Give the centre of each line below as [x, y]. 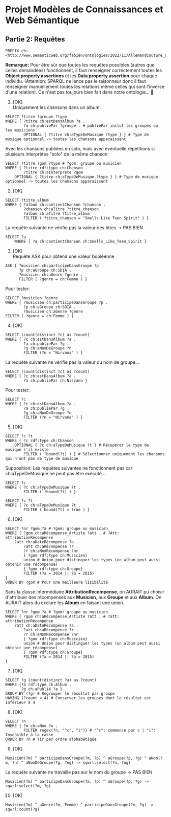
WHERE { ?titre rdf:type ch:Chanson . [46, 168]
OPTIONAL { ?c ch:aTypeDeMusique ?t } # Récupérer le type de [82, 445]
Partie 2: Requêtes [35, 39]
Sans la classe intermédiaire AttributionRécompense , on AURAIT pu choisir [85, 592]
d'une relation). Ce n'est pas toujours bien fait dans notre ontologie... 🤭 [80, 92]
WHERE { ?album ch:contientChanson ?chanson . [55, 205]
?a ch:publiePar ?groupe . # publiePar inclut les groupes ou [91, 126]
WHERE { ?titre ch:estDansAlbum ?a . [45, 121]
